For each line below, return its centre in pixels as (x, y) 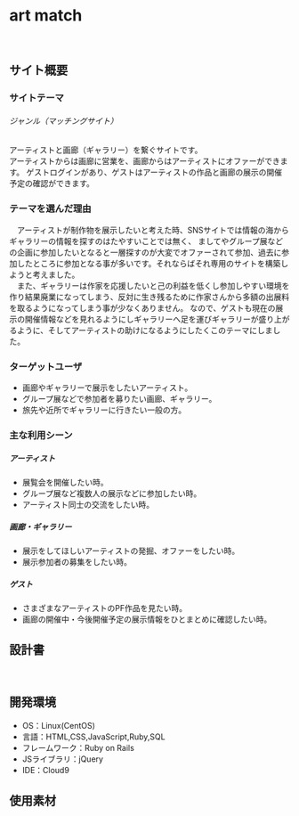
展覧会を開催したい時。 (65, 482)
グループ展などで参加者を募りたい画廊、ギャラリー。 (119, 399)
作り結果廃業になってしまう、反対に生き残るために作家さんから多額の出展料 (149, 297)
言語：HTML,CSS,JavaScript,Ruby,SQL (94, 737)
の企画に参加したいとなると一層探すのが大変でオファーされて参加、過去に (145, 252)
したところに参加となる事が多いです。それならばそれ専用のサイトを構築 (149, 263)
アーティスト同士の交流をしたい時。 (88, 504)
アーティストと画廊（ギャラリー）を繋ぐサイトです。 (106, 150)
